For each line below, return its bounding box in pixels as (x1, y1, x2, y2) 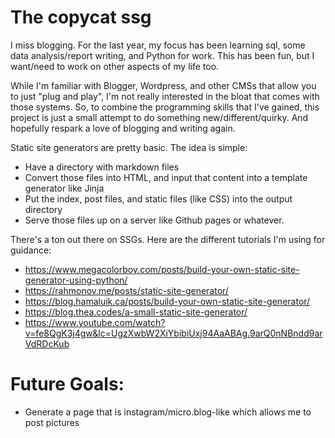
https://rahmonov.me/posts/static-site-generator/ (24, 284, 229, 296)
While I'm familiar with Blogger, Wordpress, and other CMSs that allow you (10, 79, 317, 91)
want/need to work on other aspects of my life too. (10, 60, 220, 72)
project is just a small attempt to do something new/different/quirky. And (10, 111, 309, 123)
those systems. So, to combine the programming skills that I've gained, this (10, 101, 320, 113)
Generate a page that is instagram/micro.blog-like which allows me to (24, 406, 312, 418)
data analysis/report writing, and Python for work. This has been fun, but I (10, 49, 315, 61)
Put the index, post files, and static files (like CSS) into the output (24, 192, 293, 205)
